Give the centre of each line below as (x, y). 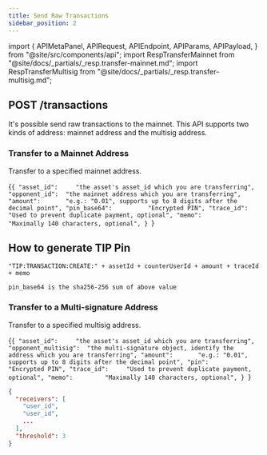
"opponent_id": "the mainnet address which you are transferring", (125, 194)
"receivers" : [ (41, 399)
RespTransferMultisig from (52, 71)
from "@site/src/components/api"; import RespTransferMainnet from (122, 54)
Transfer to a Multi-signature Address (83, 307)
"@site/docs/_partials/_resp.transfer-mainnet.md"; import (103, 63)
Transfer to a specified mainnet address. (75, 171)
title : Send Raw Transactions (59, 16)
